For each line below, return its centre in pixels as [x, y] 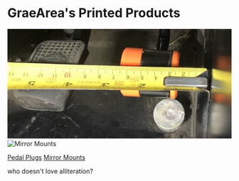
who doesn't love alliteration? [51, 171]
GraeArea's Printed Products [94, 13]
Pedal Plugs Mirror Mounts [46, 158]
